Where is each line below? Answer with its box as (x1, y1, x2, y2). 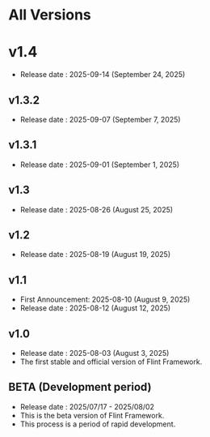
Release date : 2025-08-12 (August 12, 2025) (19, 303, 171, 313)
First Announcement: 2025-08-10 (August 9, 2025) (19, 294, 191, 305)
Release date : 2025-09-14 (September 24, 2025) (19, 70, 186, 79)
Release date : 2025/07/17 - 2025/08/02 (19, 401, 155, 411)
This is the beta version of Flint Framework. (19, 410, 165, 420)
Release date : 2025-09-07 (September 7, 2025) (19, 114, 181, 124)
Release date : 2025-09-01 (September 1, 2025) (19, 160, 180, 169)
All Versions (8, 6, 91, 24)
